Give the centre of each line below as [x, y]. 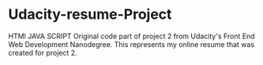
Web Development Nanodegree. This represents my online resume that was [131, 44]
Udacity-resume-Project [90, 14]
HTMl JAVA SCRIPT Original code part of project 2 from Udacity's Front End [131, 36]
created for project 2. [43, 52]
